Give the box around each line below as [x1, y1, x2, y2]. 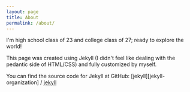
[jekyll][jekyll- [131, 73, 165, 80]
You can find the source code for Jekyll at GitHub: [6, 73, 130, 80]
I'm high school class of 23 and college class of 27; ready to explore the [6, 37, 184, 44]
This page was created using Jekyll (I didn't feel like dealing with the [6, 55, 176, 62]
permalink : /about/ [6, 20, 55, 26]
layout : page [6, 8, 39, 15]
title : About [6, 14, 39, 20]
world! [6, 43, 22, 50]
